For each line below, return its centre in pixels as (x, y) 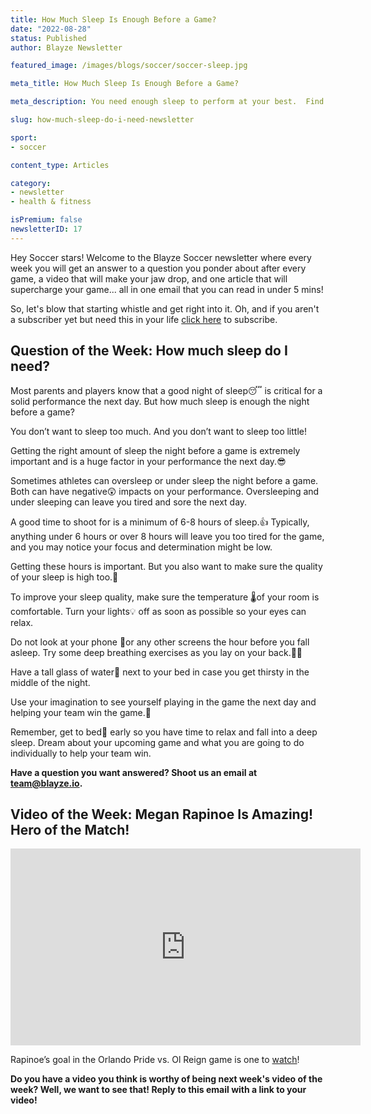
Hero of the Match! (70, 829)
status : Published (48, 38)
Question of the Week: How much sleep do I (149, 351)
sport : (24, 137)
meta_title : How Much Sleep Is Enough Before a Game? (125, 84)
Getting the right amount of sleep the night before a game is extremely (155, 450)
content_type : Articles (60, 165)
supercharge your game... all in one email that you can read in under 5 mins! (167, 289)
